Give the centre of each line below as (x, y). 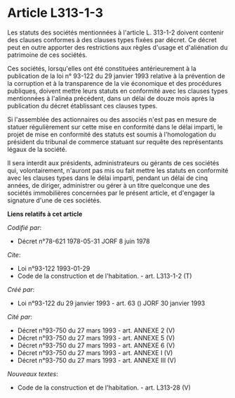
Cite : (14, 255)
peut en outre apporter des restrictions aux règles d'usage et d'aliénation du (117, 47)
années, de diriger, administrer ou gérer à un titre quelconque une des (109, 185)
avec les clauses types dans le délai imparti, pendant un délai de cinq (108, 178)
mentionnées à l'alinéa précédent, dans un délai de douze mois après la (111, 98)
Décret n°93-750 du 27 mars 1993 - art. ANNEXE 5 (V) (96, 338)
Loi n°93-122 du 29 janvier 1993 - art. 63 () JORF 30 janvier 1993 (111, 303)
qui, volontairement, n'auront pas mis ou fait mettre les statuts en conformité (118, 170)
